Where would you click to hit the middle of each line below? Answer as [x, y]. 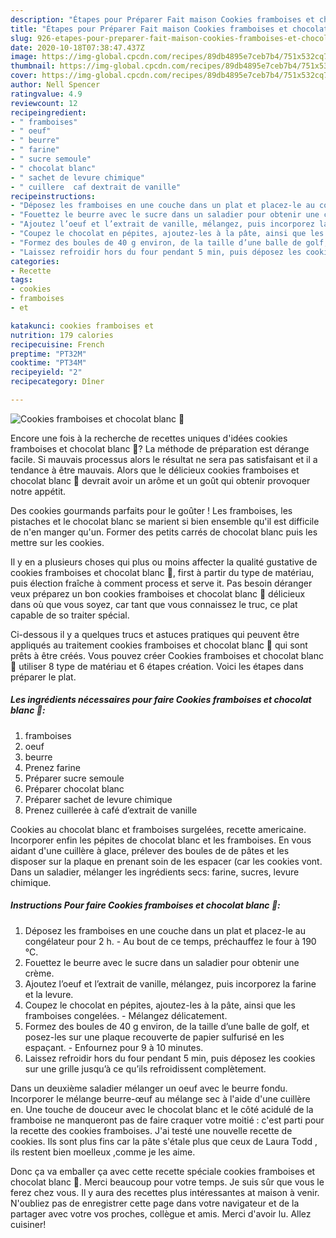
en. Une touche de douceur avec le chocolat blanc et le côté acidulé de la [162, 1109]
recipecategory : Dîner [57, 382]
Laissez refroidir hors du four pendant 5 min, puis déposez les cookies [170, 1058]
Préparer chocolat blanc [74, 788]
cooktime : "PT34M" [48, 363]
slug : [21, 38]
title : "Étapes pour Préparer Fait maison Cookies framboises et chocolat [169, 29]
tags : [21, 280]
